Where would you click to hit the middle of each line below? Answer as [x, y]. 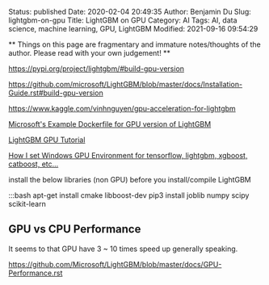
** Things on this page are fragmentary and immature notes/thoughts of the [134, 44]
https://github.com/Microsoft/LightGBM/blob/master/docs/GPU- [115, 264]
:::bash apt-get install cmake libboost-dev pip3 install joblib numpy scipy [129, 195]
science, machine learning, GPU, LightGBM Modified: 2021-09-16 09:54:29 [133, 29]
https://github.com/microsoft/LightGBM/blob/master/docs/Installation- [126, 84]
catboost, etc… [34, 164]
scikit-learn [27, 204]
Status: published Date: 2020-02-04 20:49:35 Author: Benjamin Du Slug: [130, 12]
